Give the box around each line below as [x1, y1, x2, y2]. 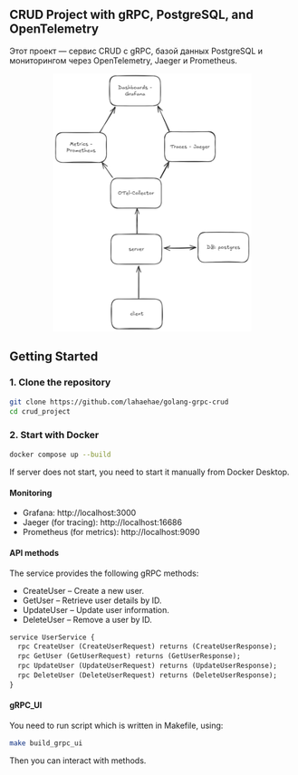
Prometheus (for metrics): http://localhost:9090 [22, 527, 200, 538]
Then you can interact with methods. [9, 755, 147, 766]
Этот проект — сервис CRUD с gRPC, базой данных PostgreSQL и [9, 45, 264, 56]
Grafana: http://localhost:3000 [22, 507, 137, 519]
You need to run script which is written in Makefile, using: [9, 720, 224, 731]
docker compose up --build [9, 450, 111, 460]
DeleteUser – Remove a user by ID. [22, 614, 152, 625]
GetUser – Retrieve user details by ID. [22, 595, 162, 606]
